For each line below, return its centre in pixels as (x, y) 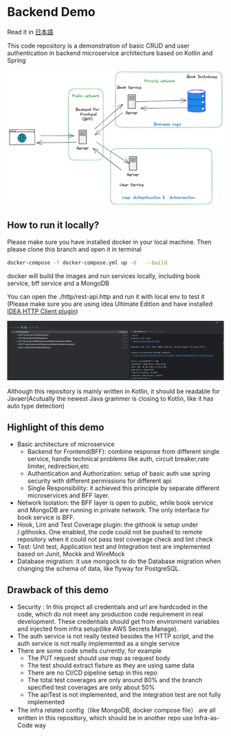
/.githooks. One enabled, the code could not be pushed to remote (110, 532)
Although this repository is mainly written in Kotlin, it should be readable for (114, 391)
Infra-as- (207, 717)
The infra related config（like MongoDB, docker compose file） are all (116, 710)
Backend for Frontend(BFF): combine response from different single (123, 451)
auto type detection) (36, 406)
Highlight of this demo (56, 428)
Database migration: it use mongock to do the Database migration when (119, 561)
